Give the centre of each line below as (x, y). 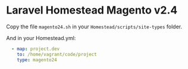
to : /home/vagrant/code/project (57, 54)
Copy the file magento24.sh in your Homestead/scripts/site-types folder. (94, 27)
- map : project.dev (36, 49)
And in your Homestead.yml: (41, 38)
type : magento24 (37, 60)
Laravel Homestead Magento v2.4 (92, 10)
